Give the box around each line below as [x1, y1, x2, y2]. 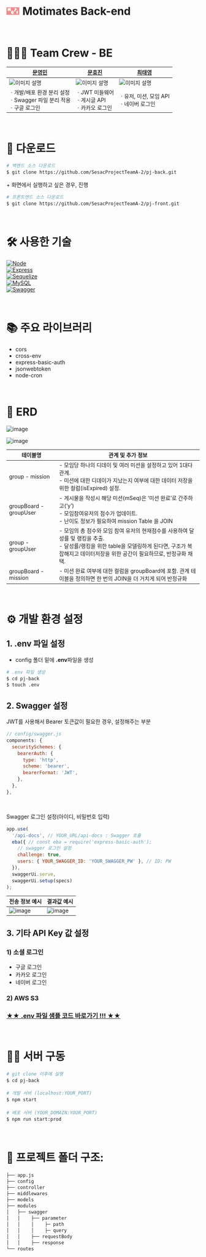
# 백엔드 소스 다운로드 [6, 163, 56, 169]
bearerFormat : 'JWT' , [22, 770, 78, 776]
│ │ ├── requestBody [6, 1233, 72, 1240]
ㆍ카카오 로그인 [75, 104, 112, 111]
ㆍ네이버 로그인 [119, 100, 156, 107]
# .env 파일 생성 [6, 669, 46, 675]
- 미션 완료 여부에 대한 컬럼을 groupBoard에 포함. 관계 [59, 567, 190, 575]
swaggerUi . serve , [12, 871, 56, 877]
